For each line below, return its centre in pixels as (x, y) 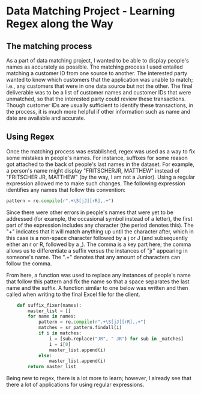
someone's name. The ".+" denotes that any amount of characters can (93, 257)
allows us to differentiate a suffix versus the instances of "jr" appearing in (97, 250)
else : (45, 356)
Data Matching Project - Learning (91, 11)
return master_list (52, 367)
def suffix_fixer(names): (49, 305)
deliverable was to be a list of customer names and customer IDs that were (99, 92)
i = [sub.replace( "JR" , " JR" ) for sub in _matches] (116, 339)
